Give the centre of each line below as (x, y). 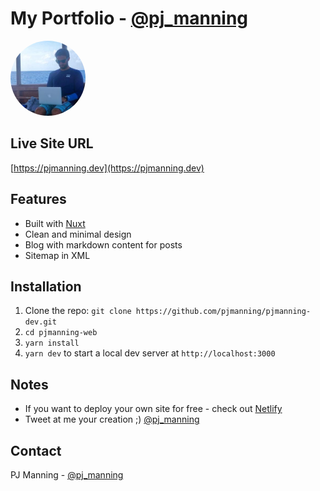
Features (38, 199)
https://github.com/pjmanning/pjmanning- (223, 312)
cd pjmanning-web (61, 333)
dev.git (40, 322)
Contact (36, 450)
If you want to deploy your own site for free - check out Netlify (153, 409)
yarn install (52, 343)
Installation (46, 286)
